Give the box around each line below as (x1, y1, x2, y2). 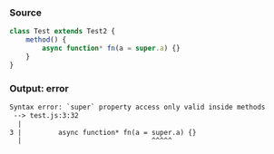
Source (9, 6, 43, 19)
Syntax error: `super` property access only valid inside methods (9, 102, 266, 111)
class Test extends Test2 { (9, 27, 116, 36)
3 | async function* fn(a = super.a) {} (9, 128, 197, 137)
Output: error (9, 82, 70, 94)
